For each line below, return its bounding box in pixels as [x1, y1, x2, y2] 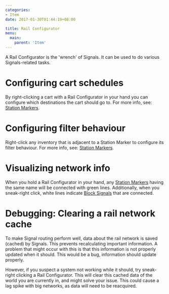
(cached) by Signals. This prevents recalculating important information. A [5, 240, 158, 246]
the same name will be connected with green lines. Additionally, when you [5, 185, 160, 191]
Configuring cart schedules [5, 77, 124, 89]
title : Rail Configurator [5, 26, 60, 31]
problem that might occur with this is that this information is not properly [5, 246, 156, 252]
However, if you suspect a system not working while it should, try [5, 267, 141, 273]
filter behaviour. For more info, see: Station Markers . [5, 144, 114, 151]
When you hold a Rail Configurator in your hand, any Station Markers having [5, 179, 164, 185]
